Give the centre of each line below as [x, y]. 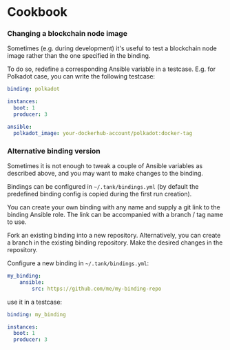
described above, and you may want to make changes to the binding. [105, 174]
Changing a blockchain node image [67, 34]
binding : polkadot [33, 89]
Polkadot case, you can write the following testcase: [81, 76]
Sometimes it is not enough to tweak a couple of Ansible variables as [105, 166]
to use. [17, 222]
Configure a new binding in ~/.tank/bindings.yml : [78, 263]
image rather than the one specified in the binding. [79, 56]
